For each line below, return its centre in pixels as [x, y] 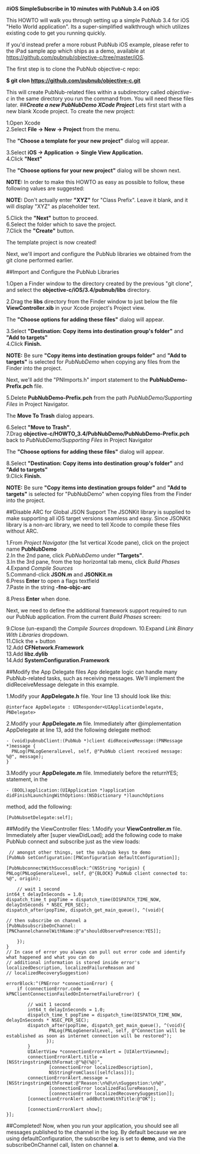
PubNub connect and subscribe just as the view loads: [73, 842]
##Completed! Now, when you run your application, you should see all [93, 1126]
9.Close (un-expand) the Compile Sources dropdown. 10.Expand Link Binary [100, 628]
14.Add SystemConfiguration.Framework [58, 660]
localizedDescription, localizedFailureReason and [70, 968]
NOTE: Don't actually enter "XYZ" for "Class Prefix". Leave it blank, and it [97, 200]
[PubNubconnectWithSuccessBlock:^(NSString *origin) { [76, 868]
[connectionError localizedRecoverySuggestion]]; [112, 1093]
